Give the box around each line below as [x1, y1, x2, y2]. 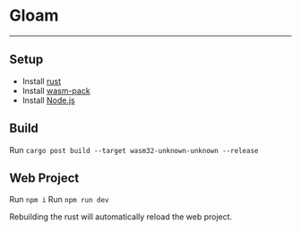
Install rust [21, 75, 61, 86]
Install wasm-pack [21, 85, 91, 96]
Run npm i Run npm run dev [9, 194, 109, 205]
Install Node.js [21, 95, 75, 106]
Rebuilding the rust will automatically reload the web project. [9, 211, 233, 222]
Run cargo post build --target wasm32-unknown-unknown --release [9, 144, 259, 155]
